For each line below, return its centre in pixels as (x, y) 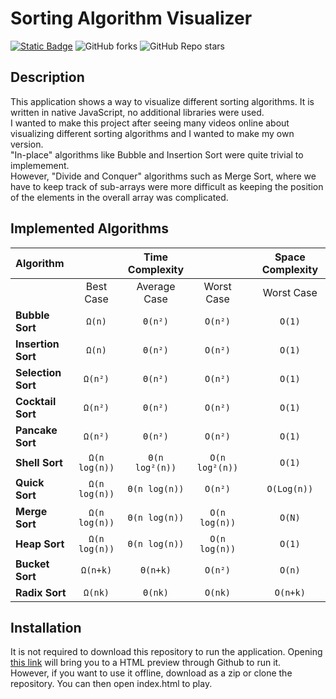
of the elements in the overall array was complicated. (119, 197)
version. (27, 144)
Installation (46, 627)
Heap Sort (40, 544)
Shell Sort (39, 462)
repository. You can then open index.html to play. (111, 684)
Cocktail (36, 401)
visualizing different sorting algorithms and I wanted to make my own (152, 133)
